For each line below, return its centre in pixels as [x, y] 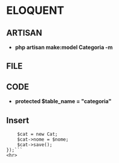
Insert [18, 120]
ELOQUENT [35, 11]
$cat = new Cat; [38, 134]
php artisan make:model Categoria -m [64, 47]
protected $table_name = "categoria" [63, 101]
